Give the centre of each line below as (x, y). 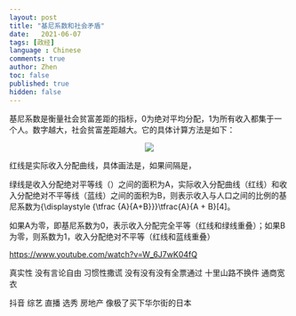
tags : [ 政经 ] (32, 42)
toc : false (29, 76)
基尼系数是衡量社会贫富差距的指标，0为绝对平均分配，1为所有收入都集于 (142, 118)
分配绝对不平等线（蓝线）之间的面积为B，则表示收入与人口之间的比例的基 (152, 195)
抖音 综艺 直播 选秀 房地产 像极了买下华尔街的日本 (100, 303)
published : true (39, 84)
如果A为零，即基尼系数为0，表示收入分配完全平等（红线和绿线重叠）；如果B (148, 225)
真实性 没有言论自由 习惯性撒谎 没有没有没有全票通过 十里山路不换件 (134, 272)
